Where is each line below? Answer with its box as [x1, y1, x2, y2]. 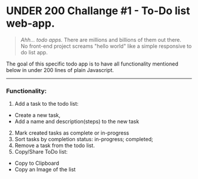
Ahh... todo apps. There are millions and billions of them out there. [20, 36, 181, 43]
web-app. [6, 17, 55, 30]
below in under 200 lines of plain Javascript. [6, 66, 114, 73]
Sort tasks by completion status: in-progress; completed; [14, 136, 153, 143]
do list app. [20, 48, 48, 56]
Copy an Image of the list [14, 166, 76, 173]
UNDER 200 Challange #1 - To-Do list [6, 4, 190, 18]
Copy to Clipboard [14, 160, 60, 167]
